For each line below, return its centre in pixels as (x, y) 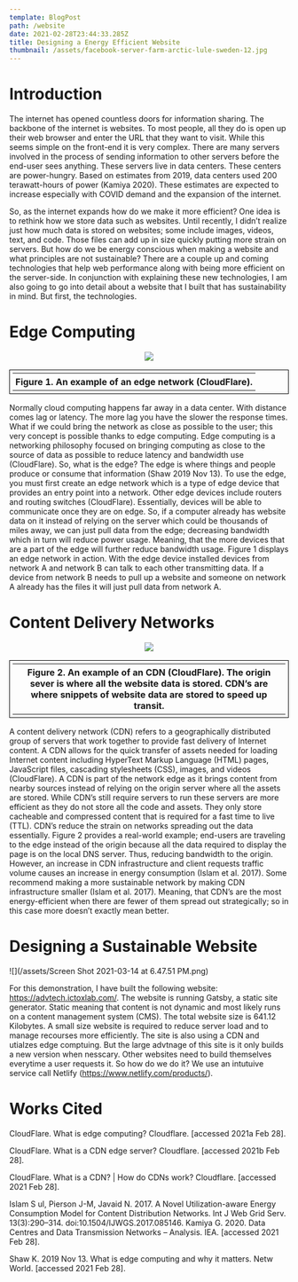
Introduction (56, 94)
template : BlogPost (45, 17)
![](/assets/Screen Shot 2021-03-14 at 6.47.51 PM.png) (109, 971)
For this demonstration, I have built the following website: (114, 988)
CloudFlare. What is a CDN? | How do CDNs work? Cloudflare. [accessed (143, 1177)
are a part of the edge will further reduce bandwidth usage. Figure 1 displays (149, 549)
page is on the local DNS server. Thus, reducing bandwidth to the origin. (141, 853)
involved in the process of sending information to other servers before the (144, 157)
